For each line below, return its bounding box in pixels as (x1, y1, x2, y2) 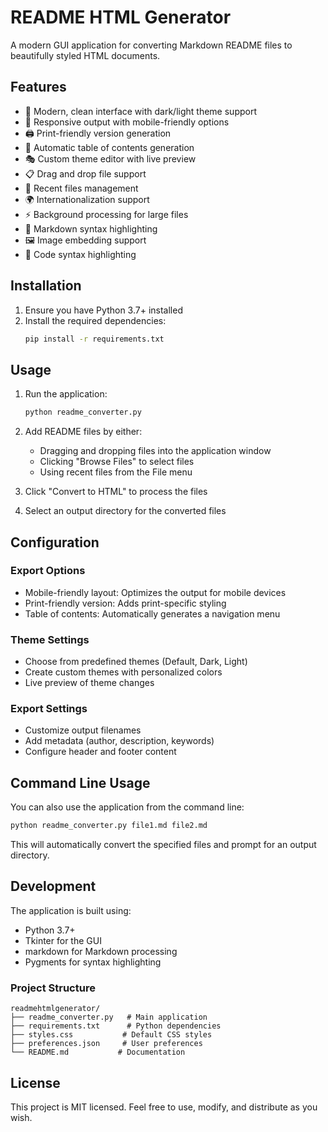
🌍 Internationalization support (24, 193, 150, 205)
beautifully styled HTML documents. (10, 49, 161, 61)
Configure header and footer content (24, 746, 177, 758)
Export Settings (10, 702, 88, 716)
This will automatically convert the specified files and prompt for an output (10, 839, 317, 851)
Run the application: (24, 388, 108, 400)
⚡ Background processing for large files (24, 208, 189, 220)
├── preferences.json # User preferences (10, 1039, 203, 1049)
